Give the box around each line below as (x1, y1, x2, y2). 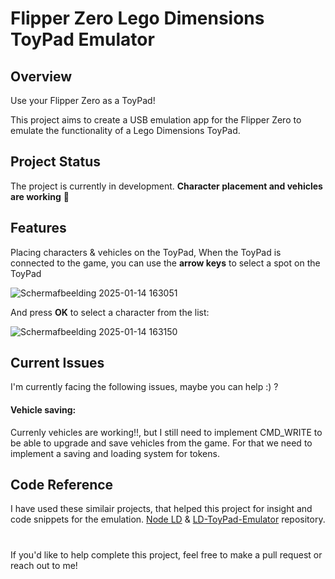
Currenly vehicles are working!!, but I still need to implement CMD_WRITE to (10, 426, 323, 438)
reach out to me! (10, 559, 78, 571)
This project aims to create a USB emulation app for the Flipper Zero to (10, 114, 302, 126)
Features (10, 220, 67, 237)
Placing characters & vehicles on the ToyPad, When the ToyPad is (10, 246, 282, 258)
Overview (10, 68, 73, 85)
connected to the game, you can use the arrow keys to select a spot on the (10, 257, 321, 269)
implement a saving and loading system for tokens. (10, 447, 220, 459)
